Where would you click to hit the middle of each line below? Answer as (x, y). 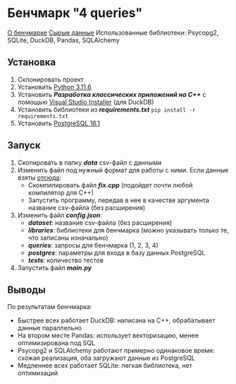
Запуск (24, 145)
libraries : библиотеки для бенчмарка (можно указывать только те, (128, 230)
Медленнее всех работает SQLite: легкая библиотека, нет (105, 366)
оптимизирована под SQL (56, 343)
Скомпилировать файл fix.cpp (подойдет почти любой (110, 185)
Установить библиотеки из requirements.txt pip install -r (106, 109)
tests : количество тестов (66, 260)
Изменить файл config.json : (60, 215)
